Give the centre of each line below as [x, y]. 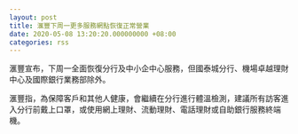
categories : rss [39, 42]
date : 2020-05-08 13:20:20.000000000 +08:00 [93, 34]
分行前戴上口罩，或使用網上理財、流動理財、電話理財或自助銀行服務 [141, 110]
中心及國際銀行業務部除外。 [60, 80]
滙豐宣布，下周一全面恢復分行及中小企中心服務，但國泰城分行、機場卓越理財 [149, 68]
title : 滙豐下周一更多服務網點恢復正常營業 [79, 26]
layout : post [33, 17]
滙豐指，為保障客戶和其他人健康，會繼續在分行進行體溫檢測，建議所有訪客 [145, 99]
